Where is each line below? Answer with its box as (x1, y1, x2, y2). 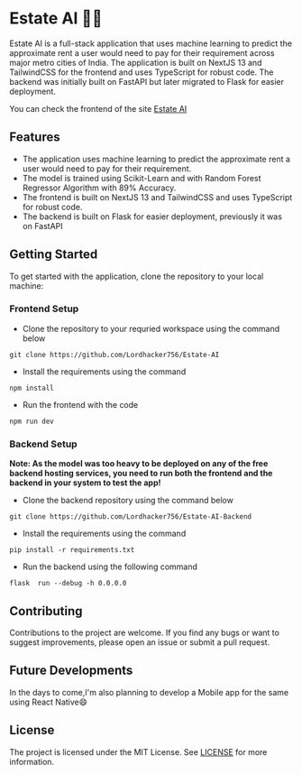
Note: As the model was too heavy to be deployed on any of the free (9, 458, 269, 469)
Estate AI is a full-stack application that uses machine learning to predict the (9, 38, 293, 49)
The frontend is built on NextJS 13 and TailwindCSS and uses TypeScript (22, 191, 293, 202)
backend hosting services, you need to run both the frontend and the (9, 468, 273, 479)
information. (9, 756, 55, 767)
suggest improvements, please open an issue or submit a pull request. (9, 636, 270, 648)
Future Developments (9, 663, 133, 678)
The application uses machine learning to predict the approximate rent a (22, 153, 291, 164)
